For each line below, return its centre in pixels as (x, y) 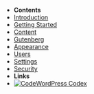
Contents (27, 10)
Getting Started (35, 25)
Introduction (31, 17)
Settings (25, 61)
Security (25, 69)
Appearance (31, 47)
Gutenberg (29, 39)
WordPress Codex (61, 83)
